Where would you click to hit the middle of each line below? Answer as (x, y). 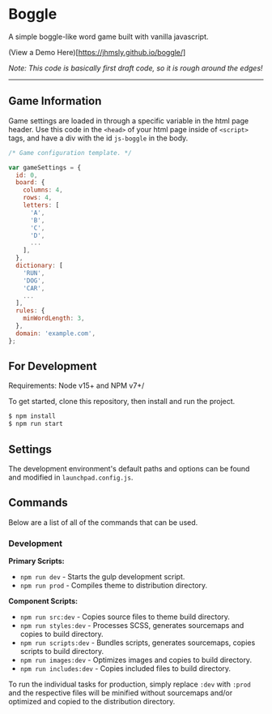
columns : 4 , (43, 190)
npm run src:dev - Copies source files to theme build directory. (125, 617)
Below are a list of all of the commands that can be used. (103, 522)
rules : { (30, 311)
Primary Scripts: (36, 561)
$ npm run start (36, 424)
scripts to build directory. (62, 652)
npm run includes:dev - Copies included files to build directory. (125, 669)
